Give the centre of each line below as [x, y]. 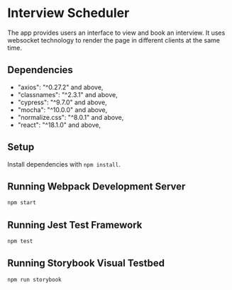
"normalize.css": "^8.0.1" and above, [71, 117]
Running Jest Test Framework [75, 225]
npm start [22, 203]
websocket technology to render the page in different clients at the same [114, 40]
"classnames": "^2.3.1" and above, [68, 94]
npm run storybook [34, 279]
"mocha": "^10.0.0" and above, [62, 110]
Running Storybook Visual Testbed [86, 263]
